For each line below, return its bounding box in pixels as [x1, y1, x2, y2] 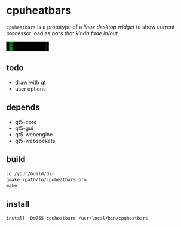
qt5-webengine [14, 130, 53, 138]
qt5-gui [14, 125, 33, 132]
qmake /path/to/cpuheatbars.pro [6, 177, 87, 183]
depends [6, 102, 40, 113]
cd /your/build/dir [6, 171, 55, 177]
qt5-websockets [14, 137, 56, 144]
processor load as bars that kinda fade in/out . [6, 29, 119, 36]
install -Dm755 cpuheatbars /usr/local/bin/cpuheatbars [6, 216, 148, 222]
